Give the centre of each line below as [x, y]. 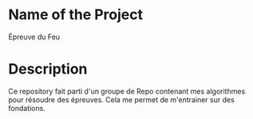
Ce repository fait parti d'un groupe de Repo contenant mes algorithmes [127, 91]
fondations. [27, 108]
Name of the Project [76, 15]
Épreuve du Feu [34, 37]
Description [48, 69]
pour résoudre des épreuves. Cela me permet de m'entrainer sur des [122, 99]
